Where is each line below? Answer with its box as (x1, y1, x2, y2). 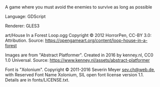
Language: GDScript (5, 14, 46, 19)
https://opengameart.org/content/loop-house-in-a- (45, 37, 148, 43)
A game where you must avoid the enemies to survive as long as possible (5, 4, 152, 10)
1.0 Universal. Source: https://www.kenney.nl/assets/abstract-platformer (5, 57, 150, 63)
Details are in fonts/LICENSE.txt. (5, 77, 70, 83)
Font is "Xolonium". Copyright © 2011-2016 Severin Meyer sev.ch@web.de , (5, 67, 156, 72)
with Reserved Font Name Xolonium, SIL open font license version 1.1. (5, 72, 144, 77)
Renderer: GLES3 (5, 23, 40, 29)
